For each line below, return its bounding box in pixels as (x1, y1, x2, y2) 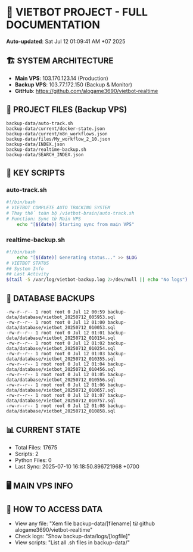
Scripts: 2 (14, 450, 39, 457)
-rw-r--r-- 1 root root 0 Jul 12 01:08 (6, 402, 105, 409)
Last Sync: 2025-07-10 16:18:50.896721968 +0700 (14, 463, 140, 470)
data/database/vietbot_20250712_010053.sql (6, 324, 116, 330)
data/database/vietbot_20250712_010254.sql (6, 345, 116, 351)
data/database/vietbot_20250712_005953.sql (6, 314, 116, 320)
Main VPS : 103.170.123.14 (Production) (14, 75, 108, 82)
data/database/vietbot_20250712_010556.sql (6, 377, 116, 383)
